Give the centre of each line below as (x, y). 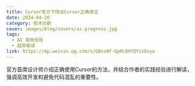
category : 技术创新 (29, 23)
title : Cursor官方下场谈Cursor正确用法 (52, 12)
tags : (13, 35)
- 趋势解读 (24, 46)
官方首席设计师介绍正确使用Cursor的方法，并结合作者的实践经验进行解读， (99, 69)
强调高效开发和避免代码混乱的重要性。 (54, 77)
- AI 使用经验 (27, 40)
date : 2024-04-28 (28, 18)
